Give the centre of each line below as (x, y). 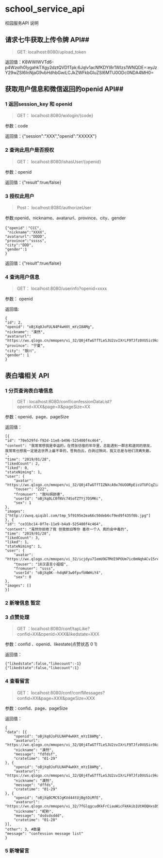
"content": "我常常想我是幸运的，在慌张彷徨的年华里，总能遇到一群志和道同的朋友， (80, 446)
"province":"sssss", (26, 241)
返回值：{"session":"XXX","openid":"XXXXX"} (51, 136)
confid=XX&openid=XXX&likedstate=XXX (58, 634)
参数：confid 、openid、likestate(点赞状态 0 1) (51, 644)
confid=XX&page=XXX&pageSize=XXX (56, 698)
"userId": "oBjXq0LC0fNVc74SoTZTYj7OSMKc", (58, 499)
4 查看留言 (17, 681)
